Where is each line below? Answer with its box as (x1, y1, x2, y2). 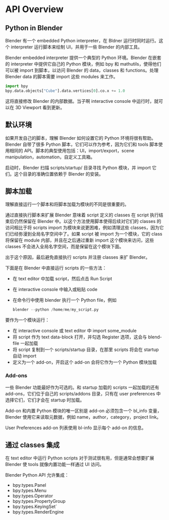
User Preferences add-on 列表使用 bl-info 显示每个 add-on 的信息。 (5, 425, 146, 431)
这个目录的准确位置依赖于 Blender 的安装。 (14, 170, 103, 177)
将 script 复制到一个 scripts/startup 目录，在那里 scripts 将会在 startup (12, 346, 159, 353)
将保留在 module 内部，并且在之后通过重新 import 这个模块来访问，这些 (5, 237, 154, 243)
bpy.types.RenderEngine (12, 509, 64, 515)
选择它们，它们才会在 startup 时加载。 (5, 397, 85, 403)
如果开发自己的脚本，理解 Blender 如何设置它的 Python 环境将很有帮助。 (5, 135, 156, 141)
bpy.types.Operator (12, 493, 53, 499)
